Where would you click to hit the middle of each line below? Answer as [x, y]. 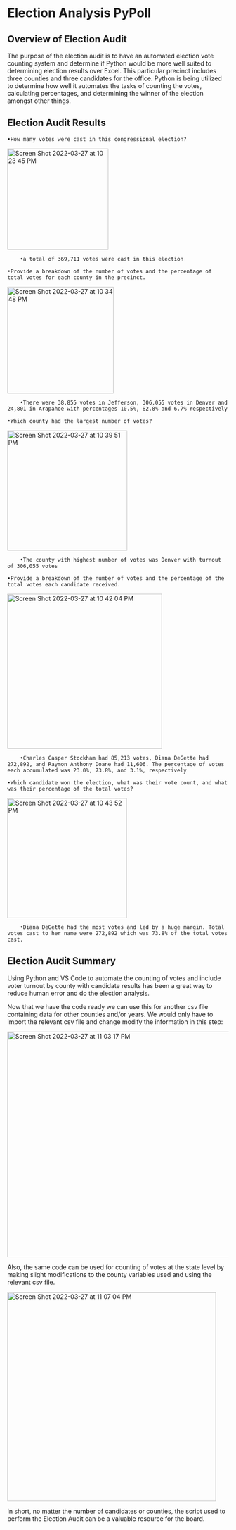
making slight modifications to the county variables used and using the [110, 1274]
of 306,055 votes [33, 566]
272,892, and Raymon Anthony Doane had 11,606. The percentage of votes [116, 764]
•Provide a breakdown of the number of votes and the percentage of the [116, 578]
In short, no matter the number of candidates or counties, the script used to [117, 1511]
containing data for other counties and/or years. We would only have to [110, 1014]
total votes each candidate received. [64, 584]
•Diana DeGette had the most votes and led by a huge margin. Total [122, 927]
